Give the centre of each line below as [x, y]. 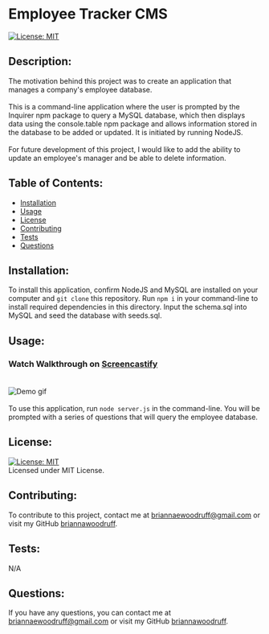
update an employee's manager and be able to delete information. [117, 158]
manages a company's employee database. [80, 89]
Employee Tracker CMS [88, 14]
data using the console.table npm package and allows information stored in [132, 124]
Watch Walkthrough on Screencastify [83, 364]
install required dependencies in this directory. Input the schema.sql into [128, 307]
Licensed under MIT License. [56, 470]
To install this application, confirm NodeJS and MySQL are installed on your [133, 290]
